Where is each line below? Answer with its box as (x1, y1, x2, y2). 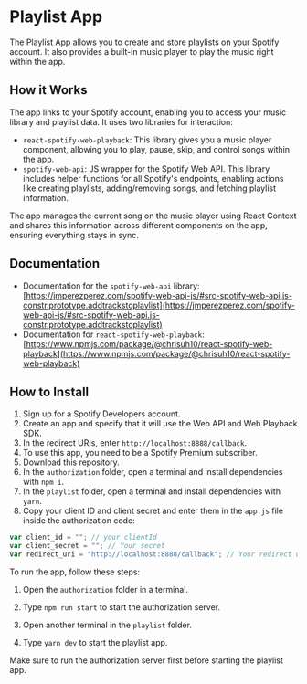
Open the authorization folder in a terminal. (22, 584, 189, 595)
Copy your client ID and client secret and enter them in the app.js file (22, 505, 283, 517)
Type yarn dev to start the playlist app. (22, 637, 168, 647)
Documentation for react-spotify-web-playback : (22, 329, 205, 340)
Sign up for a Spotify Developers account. (22, 408, 181, 419)
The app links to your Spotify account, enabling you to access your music (9, 107, 286, 118)
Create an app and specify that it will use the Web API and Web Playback (22, 418, 298, 429)
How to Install (9, 384, 90, 399)
